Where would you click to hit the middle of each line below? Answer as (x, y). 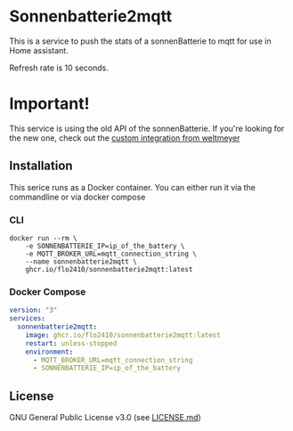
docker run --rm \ (43, 238)
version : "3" (33, 310)
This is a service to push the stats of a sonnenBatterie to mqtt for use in (140, 41)
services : (28, 319)
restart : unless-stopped (71, 343)
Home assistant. (39, 50)
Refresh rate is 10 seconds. (59, 68)
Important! (49, 104)
